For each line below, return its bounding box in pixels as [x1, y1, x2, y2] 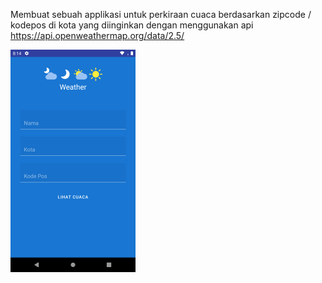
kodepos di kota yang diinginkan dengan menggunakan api [10, 19, 254, 31]
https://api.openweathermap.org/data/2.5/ [10, 30, 185, 41]
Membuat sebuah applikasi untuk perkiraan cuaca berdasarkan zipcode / [10, 9, 312, 20]
